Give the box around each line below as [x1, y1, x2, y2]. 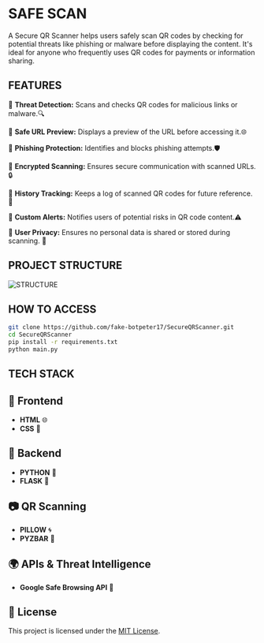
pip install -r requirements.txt [8, 338, 118, 346]
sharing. [8, 56, 35, 65]
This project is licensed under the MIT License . [8, 626, 161, 636]
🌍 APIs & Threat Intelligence [8, 558, 151, 571]
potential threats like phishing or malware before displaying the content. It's [8, 39, 253, 48]
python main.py [8, 346, 58, 353]
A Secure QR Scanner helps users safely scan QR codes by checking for [8, 31, 244, 40]
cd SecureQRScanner [8, 331, 73, 339]
